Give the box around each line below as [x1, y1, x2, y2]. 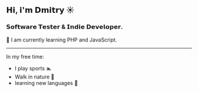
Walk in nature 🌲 [14, 73, 55, 80]
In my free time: [6, 53, 44, 60]
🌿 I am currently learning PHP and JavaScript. [6, 36, 117, 43]
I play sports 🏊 [14, 64, 52, 71]
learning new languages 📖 [14, 79, 78, 86]
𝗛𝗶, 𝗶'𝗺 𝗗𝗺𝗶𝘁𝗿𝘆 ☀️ [6, 5, 75, 15]
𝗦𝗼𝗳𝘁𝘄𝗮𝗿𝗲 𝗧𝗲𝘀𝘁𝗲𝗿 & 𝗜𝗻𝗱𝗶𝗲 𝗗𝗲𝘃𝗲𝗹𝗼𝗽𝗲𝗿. [6, 23, 123, 31]
